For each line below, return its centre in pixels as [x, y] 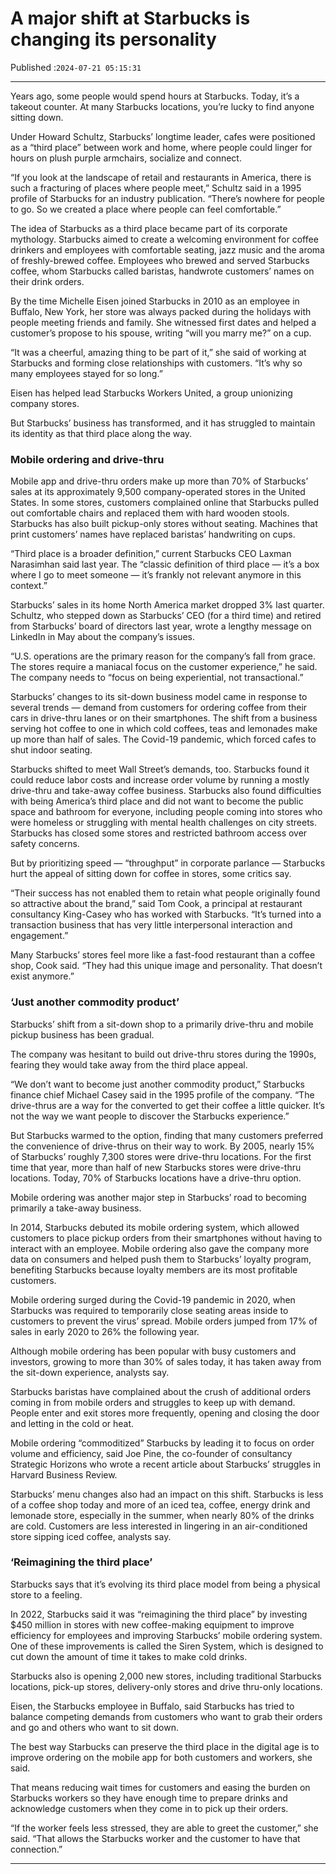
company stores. [45, 403]
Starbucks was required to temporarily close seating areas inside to [149, 1310]
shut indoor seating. [51, 750]
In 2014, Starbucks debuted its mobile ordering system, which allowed [155, 1227]
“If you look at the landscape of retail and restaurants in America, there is [161, 177]
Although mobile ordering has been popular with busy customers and [153, 1351]
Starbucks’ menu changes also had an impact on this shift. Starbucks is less [167, 1494]
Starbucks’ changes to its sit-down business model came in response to [159, 697]
